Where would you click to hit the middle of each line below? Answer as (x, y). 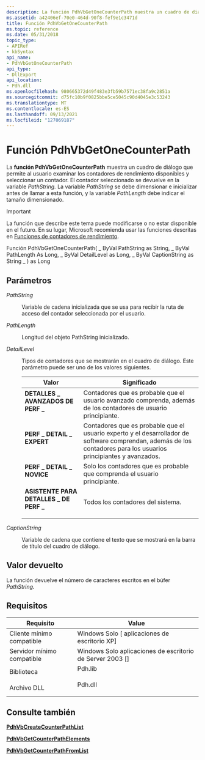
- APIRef (17, 46)
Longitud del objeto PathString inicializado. (75, 337)
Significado (139, 382)
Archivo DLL (27, 687)
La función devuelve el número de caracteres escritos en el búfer (88, 580)
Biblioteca (24, 671)
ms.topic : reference (33, 29)
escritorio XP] (97, 641)
